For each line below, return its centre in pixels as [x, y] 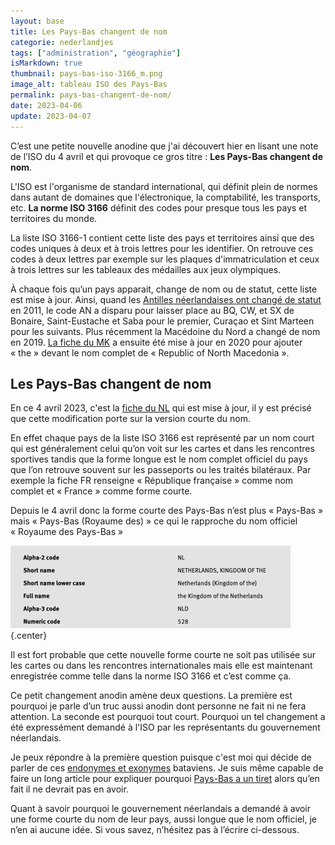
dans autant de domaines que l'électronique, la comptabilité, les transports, [165, 197]
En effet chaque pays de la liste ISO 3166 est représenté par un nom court [162, 438]
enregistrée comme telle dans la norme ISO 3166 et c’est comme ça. [151, 676]
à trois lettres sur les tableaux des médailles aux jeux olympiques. [146, 269]
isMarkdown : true [46, 63]
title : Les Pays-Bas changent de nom [89, 31]
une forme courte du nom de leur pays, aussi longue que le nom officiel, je [163, 819]
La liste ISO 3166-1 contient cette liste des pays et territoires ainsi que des [162, 237]
